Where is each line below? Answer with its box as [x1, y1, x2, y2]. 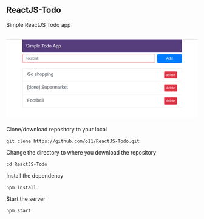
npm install [6, 184, 36, 190]
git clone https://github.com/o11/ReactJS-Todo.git [6, 138, 140, 144]
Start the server [6, 195, 46, 203]
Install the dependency [6, 172, 64, 179]
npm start [6, 207, 32, 214]
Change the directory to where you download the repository [6, 148, 157, 156]
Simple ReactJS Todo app [6, 21, 71, 28]
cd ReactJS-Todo [6, 161, 47, 167]
